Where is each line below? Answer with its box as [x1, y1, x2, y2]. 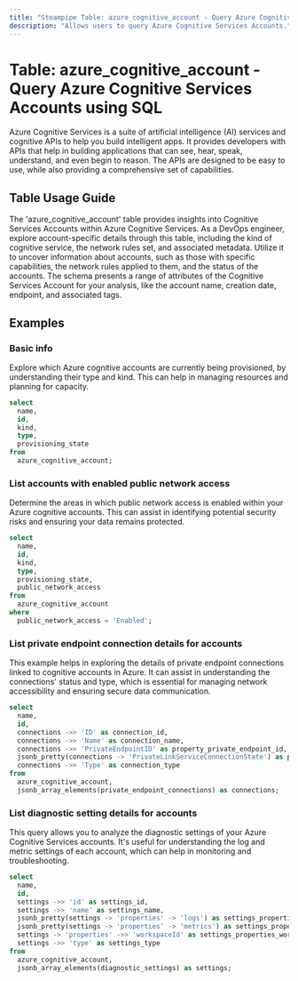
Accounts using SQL [9, 97, 162, 117]
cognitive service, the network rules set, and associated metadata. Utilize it [9, 242, 284, 253]
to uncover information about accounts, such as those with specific [9, 252, 255, 262]
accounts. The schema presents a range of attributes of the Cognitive [9, 270, 264, 281]
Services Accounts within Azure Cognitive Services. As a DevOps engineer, [9, 223, 286, 234]
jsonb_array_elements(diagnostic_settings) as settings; [17, 963, 232, 972]
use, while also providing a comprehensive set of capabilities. [9, 165, 235, 175]
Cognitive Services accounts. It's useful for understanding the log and [9, 837, 266, 848]
